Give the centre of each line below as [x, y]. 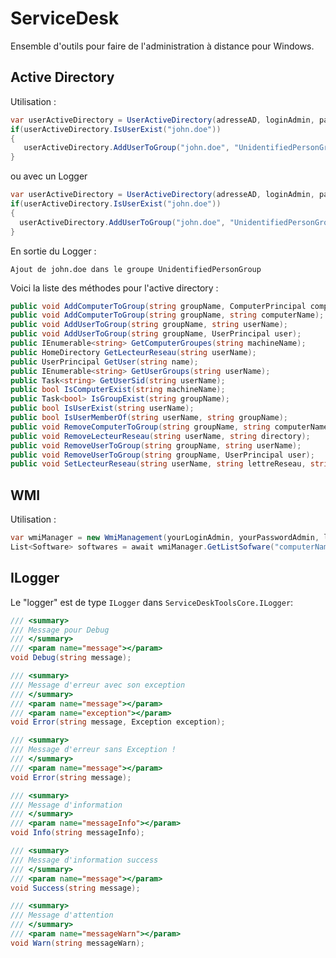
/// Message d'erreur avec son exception [98, 685]
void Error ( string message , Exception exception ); [118, 722]
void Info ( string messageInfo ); [77, 833]
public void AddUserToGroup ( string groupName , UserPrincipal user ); [156, 334]
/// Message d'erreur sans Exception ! [93, 750]
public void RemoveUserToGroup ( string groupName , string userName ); [156, 445]
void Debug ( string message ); [71, 658]
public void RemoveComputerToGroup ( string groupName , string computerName [169, 427]
